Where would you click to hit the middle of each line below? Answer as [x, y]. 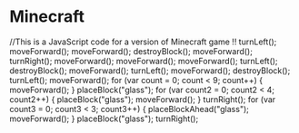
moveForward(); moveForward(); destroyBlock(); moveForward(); [131, 51]
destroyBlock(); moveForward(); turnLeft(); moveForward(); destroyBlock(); [150, 71]
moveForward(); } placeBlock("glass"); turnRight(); [104, 119]
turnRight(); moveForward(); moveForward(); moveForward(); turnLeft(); [144, 61]
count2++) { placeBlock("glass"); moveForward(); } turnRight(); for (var [143, 99]
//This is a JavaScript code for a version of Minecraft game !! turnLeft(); [143, 42]
